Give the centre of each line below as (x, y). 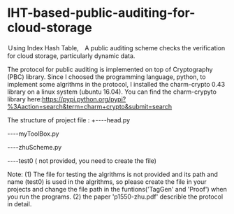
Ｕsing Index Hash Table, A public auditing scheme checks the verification (116, 48)
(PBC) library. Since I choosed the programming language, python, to (107, 77)
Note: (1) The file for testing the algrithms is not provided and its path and (113, 174)
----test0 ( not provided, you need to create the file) (82, 160)
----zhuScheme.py (35, 147)
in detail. (20, 204)
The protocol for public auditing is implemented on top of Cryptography (110, 69)
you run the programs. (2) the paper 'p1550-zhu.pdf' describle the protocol (115, 197)
